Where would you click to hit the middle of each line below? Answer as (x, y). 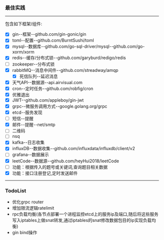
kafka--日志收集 (28, 142)
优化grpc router (28, 202)
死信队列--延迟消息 (39, 76)
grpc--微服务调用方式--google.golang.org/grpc (60, 106)
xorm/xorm (23, 52)
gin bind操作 (25, 233)
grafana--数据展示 (31, 154)
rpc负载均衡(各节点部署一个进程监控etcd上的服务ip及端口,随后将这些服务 (85, 214)
